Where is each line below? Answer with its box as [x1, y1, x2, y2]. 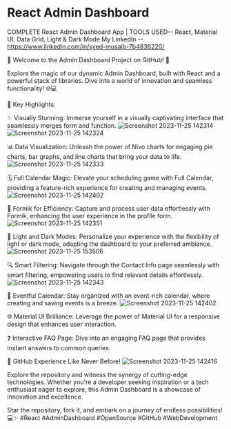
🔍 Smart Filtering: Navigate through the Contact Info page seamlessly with [7, 260, 220, 269]
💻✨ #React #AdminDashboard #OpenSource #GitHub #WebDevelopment [7, 413, 218, 422]
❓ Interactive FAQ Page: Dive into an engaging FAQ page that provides [7, 334, 205, 342]
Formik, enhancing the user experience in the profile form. [7, 211, 173, 220]
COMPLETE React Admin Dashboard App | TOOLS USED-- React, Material [7, 28, 218, 36]
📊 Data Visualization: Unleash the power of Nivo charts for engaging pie [7, 142, 213, 151]
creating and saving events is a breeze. [7, 298, 119, 307]
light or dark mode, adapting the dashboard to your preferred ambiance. [7, 240, 212, 248]
